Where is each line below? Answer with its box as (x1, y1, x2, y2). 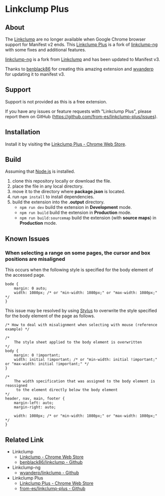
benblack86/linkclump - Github (19, 459, 83, 465)
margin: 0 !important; (14, 353, 61, 358)
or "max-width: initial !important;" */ (5, 361, 90, 367)
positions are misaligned (5, 255, 66, 262)
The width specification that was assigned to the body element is (14, 379, 155, 384)
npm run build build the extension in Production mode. (19, 209, 132, 216)
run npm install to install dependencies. (12, 194, 95, 200)
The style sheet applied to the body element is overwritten (14, 340, 142, 345)
